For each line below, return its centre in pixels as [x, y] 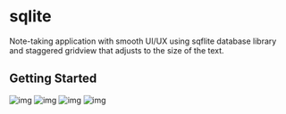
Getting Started [53, 79]
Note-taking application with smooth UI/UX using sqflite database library [143, 41]
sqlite [30, 16]
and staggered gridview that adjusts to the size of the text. [117, 50]
